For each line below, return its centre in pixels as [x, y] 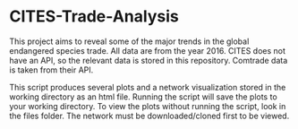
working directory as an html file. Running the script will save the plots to [143, 97]
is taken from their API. [51, 70]
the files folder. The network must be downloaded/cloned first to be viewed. [149, 116]
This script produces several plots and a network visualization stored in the [148, 87]
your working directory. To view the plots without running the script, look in [148, 106]
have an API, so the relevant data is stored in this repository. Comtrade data [149, 60]
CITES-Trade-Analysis [94, 17]
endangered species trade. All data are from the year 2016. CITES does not [148, 50]
